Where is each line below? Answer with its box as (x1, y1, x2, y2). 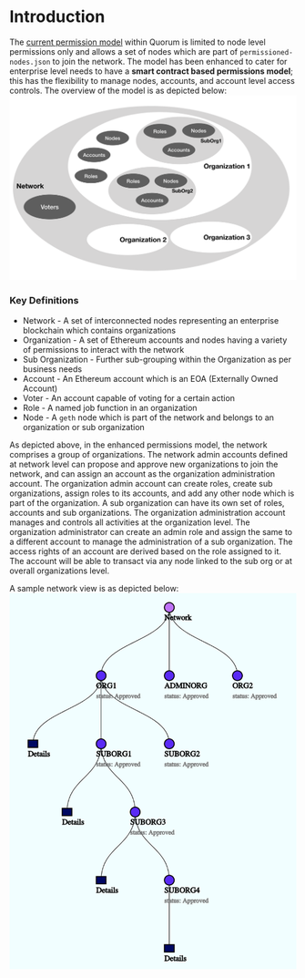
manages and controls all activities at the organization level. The (9, 517, 250, 528)
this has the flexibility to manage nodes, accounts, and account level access (9, 75, 296, 86)
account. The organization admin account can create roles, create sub (9, 478, 273, 489)
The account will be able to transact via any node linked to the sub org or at (9, 555, 293, 566)
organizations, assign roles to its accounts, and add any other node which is (9, 488, 295, 499)
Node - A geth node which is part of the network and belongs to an (22, 412, 275, 423)
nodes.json (9, 57, 51, 67)
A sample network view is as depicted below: (9, 582, 179, 593)
